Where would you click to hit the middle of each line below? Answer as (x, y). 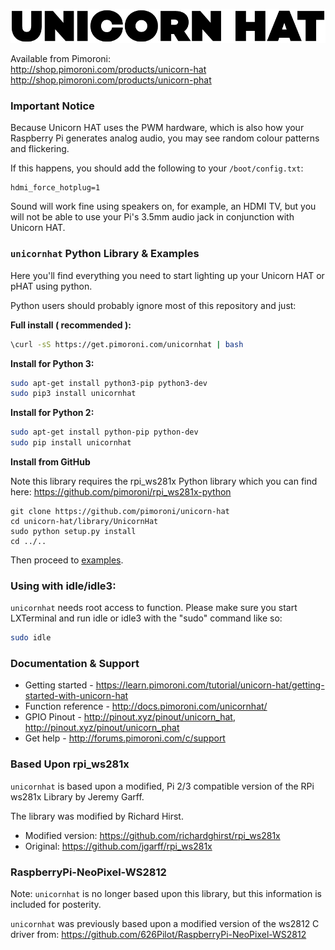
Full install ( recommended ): (71, 325)
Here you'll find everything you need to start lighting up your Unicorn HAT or (167, 275)
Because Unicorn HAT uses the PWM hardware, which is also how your (157, 128)
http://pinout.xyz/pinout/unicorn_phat (102, 728)
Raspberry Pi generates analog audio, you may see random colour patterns (165, 138)
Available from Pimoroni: (61, 59)
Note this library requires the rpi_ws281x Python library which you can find (164, 481)
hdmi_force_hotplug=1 (55, 188)
